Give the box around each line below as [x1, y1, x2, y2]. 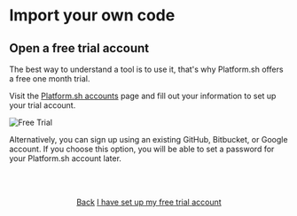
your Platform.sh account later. [9, 153, 122, 164]
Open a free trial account [9, 41, 150, 56]
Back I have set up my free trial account [76, 197, 222, 207]
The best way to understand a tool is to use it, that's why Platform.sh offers [9, 64, 284, 74]
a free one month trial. [9, 73, 90, 84]
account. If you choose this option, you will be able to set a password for [9, 143, 275, 154]
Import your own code [9, 5, 176, 26]
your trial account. [9, 100, 76, 111]
